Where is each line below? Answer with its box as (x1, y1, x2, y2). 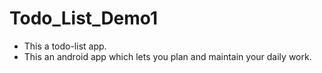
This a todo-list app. (23, 40, 107, 52)
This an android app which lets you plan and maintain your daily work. (23, 50, 312, 62)
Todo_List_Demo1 (9, 7, 159, 30)
